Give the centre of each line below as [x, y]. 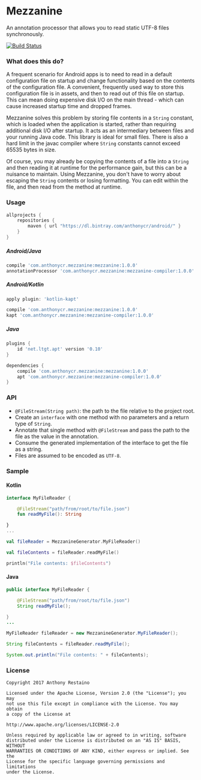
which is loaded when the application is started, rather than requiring [91, 124]
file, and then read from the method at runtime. [64, 187]
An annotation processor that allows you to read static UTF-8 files [88, 28]
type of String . [33, 423]
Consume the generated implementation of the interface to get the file [101, 443]
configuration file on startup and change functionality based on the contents [100, 81]
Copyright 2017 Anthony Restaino [48, 683]
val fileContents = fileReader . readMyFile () [63, 552]
